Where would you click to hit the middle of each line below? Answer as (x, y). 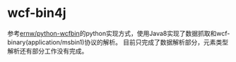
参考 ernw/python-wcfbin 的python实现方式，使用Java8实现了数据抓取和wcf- (119, 33)
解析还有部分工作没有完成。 (48, 51)
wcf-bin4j (37, 13)
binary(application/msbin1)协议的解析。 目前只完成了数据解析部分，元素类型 (118, 42)
